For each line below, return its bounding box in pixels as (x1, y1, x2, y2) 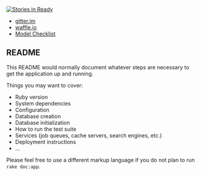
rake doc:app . (6, 163, 40, 170)
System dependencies (14, 99, 71, 107)
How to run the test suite (14, 125, 77, 133)
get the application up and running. (6, 70, 94, 77)
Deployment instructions (14, 138, 77, 145)
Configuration (14, 106, 49, 113)
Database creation (14, 112, 62, 120)
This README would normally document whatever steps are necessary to (6, 63, 190, 71)
